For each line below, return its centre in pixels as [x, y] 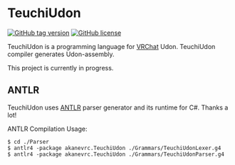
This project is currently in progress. [61, 68]
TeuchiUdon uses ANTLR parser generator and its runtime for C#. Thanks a [118, 107]
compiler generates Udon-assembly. [61, 54]
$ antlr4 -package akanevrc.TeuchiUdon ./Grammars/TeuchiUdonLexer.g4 [114, 148]
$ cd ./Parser [28, 142]
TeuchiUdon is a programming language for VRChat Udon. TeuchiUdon [111, 46]
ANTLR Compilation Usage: [47, 129]
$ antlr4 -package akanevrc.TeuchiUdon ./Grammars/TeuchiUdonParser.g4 [116, 154]
